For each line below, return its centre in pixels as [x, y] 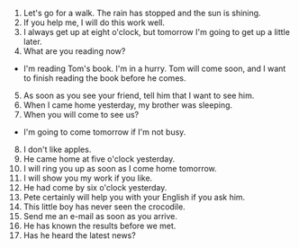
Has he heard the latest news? [79, 235]
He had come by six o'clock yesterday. [95, 187]
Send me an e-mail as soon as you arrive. [100, 216]
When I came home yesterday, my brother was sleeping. [128, 105]
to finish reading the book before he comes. [104, 78]
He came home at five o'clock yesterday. [99, 159]
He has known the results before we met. [100, 226]
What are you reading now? [74, 51]
